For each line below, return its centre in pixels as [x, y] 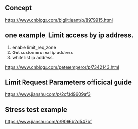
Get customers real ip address [43, 52]
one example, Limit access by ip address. [69, 36]
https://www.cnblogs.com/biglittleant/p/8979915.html [59, 20]
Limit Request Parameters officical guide [69, 83]
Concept [19, 8]
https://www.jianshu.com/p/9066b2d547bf [48, 122]
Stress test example [36, 110]
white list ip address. [33, 57]
